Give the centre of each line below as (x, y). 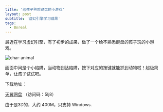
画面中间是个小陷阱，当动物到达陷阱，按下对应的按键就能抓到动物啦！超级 (80, 68)
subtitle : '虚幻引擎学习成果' (33, 18)
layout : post (18, 14)
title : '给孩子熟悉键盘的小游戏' (35, 9)
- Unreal (18, 28)
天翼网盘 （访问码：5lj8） (31, 95)
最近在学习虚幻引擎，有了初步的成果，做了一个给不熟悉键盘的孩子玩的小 (77, 42)
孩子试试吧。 (31, 74)
